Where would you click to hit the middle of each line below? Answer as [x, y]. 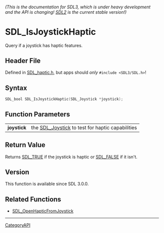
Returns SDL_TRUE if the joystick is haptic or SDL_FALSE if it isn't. [71, 157]
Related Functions [33, 199]
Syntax [16, 88]
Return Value [25, 145]
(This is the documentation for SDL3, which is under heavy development [78, 7]
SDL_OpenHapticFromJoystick [43, 211]
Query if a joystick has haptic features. [44, 45]
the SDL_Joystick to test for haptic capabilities [84, 127]
